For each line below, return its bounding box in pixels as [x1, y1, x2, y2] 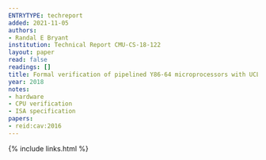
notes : [8, 85, 30, 93]
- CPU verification [8, 100, 73, 108]
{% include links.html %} [8, 143, 89, 153]
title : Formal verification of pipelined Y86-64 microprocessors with [8, 70, 246, 78]
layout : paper [8, 48, 55, 56]
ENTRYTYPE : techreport [8, 11, 83, 20]
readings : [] [8, 63, 51, 71]
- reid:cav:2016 [8, 122, 62, 130]
